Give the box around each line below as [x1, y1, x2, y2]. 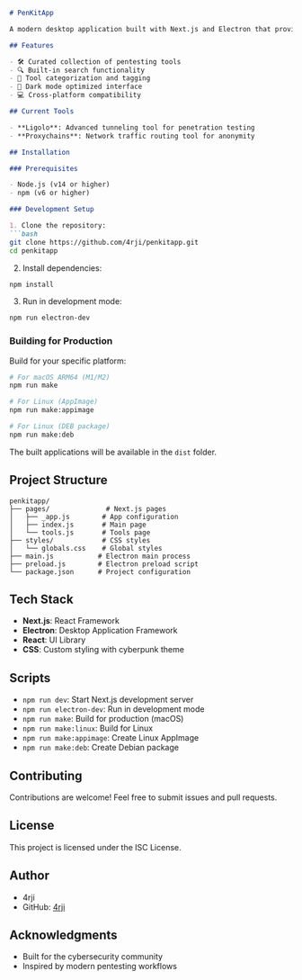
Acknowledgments [9, 928, 119, 943]
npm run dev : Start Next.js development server [22, 694, 194, 706]
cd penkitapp [9, 246, 58, 256]
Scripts [9, 670, 51, 686]
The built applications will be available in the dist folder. [9, 446, 218, 457]
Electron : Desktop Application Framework [22, 625, 178, 636]
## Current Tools [9, 107, 75, 116]
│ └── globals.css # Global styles [9, 544, 164, 553]
